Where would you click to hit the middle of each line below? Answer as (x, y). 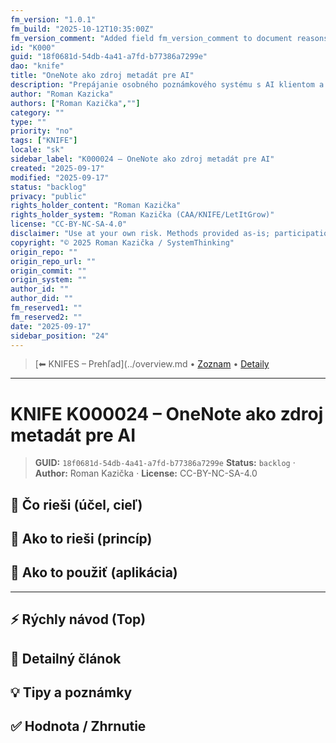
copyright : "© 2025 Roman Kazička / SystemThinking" (122, 242)
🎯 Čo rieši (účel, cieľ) (76, 504)
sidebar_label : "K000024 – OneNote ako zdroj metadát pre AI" (142, 159)
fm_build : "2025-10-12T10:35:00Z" (82, 29)
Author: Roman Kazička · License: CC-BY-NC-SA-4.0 (146, 473)
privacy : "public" (48, 196)
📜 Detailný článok (66, 658)
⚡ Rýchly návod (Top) (78, 619)
